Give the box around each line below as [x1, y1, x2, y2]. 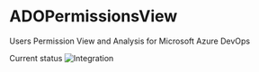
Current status [9, 52, 63, 63]
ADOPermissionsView [9, 6, 178, 27]
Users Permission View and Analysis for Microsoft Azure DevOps [9, 36, 250, 46]
